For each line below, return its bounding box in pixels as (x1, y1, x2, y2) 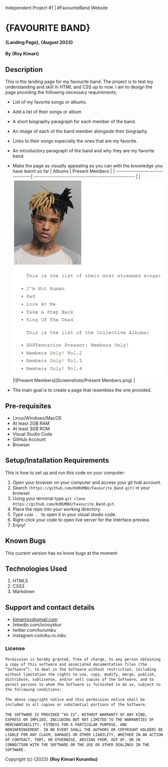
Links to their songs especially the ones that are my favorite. (12, 138, 138, 144)
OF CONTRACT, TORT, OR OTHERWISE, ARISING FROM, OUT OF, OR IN (5, 737, 141, 742)
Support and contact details (5, 603, 95, 612)
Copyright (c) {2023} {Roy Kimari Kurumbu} (5, 756, 98, 762)
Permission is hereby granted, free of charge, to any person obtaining (5, 657, 161, 662)
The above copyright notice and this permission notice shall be (5, 697, 145, 702)
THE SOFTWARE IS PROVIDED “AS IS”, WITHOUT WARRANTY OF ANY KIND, (5, 712, 147, 717)
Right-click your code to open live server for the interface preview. (12, 517, 150, 523)
